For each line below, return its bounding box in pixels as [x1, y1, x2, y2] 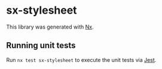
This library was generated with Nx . [6, 23, 94, 30]
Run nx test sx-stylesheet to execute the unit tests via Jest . [6, 56, 157, 63]
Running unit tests [6, 40, 76, 51]
